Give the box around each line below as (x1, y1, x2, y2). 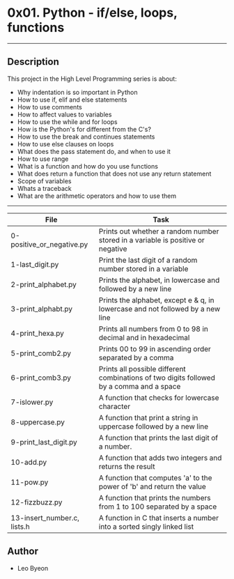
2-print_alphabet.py (10, 279, 77, 289)
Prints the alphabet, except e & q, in (98, 295, 214, 304)
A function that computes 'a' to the (98, 472, 212, 482)
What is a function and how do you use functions (17, 162, 159, 170)
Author (7, 546, 38, 557)
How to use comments (17, 102, 82, 111)
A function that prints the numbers (98, 493, 211, 502)
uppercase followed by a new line (98, 422, 209, 431)
